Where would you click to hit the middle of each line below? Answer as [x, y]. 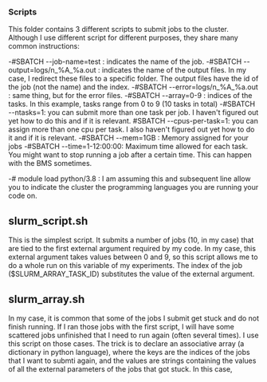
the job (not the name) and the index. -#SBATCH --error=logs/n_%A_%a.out [133, 87]
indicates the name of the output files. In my [175, 70]
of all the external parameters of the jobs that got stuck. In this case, [120, 368]
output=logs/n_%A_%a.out [53, 70]
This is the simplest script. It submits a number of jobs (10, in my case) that [131, 240]
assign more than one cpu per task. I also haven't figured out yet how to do [132, 129]
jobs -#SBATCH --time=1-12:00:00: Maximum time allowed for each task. [128, 147]
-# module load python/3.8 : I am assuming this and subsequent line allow [130, 179]
